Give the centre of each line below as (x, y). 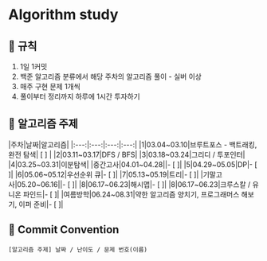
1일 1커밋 (33, 66)
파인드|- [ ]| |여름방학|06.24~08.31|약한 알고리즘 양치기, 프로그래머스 (131, 194)
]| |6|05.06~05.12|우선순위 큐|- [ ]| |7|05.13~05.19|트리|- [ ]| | (106, 174)
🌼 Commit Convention (64, 230)
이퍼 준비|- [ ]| (41, 204)
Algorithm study (63, 15)
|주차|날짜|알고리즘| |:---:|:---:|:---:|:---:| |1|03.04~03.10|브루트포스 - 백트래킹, (133, 144)
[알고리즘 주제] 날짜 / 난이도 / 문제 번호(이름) (78, 249)
